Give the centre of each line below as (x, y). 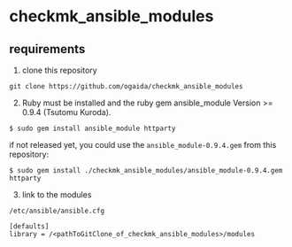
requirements (47, 49)
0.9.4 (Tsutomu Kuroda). (66, 112)
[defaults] (29, 227)
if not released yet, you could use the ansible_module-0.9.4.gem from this (143, 145)
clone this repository (59, 70)
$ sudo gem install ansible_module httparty (92, 128)
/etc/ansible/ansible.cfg (57, 211)
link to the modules (57, 195)
